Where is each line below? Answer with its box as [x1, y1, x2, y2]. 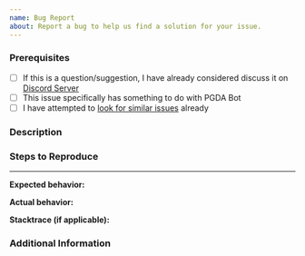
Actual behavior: [9, 197, 74, 208]
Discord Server [22, 83, 80, 94]
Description [9, 125, 63, 138]
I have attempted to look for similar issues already [22, 102, 209, 113]
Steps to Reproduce [9, 150, 99, 162]
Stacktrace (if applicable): [9, 214, 111, 225]
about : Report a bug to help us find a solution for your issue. [9, 22, 261, 31]
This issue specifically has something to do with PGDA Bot [22, 92, 241, 103]
